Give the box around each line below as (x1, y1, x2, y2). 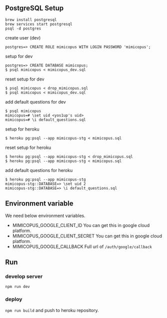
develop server (5, 272, 43, 279)
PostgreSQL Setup (5, 4, 64, 12)
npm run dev (5, 284, 30, 289)
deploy (5, 296, 22, 303)
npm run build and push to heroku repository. (5, 307, 99, 313)
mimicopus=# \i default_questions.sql (5, 117, 86, 122)
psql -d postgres (5, 26, 41, 31)
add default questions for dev (5, 98, 66, 104)
